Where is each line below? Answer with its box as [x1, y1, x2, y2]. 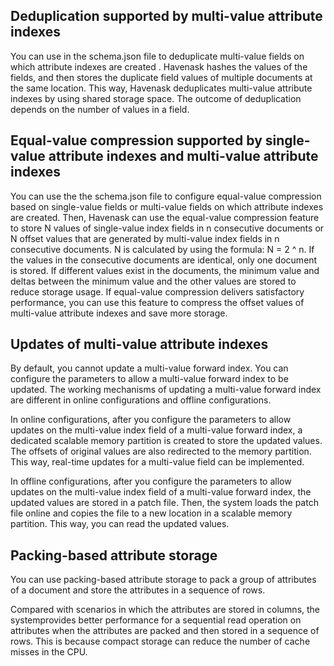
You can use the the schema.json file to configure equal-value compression [10, 190, 322, 202]
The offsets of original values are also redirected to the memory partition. [10, 445, 312, 458]
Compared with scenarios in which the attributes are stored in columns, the [10, 604, 321, 616]
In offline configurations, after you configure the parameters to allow [10, 475, 292, 488]
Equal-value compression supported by [10, 132, 263, 149]
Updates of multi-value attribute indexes [10, 336, 269, 353]
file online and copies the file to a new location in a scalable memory [10, 507, 293, 519]
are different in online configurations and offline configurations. [10, 394, 272, 406]
